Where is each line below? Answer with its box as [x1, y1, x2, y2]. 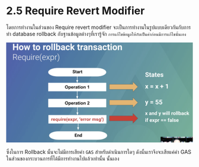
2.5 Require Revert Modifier [6, 4, 145, 18]
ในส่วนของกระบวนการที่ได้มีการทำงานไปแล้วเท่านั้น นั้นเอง [6, 155, 120, 162]
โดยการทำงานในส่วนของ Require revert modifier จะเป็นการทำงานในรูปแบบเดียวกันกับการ [6, 24, 191, 31]
